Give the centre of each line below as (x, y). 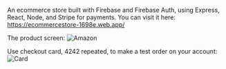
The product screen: (36, 38)
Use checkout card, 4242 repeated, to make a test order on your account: (112, 51)
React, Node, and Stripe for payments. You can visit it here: (92, 17)
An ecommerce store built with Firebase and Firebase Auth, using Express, (113, 10)
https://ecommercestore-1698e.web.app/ (66, 24)
